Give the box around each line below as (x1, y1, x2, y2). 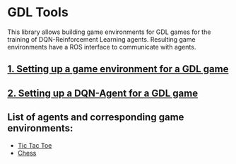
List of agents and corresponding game (7, 111, 184, 124)
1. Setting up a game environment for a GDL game (7, 63, 229, 75)
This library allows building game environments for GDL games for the (7, 28, 211, 36)
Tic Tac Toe (17, 141, 52, 149)
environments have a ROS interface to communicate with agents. (7, 42, 196, 51)
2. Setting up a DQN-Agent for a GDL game (7, 87, 199, 99)
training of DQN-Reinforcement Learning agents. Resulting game (7, 35, 196, 43)
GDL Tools (7, 4, 69, 20)
